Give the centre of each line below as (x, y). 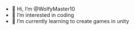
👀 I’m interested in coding (43, 15)
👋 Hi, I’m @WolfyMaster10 (43, 9)
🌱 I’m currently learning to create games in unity (70, 21)
